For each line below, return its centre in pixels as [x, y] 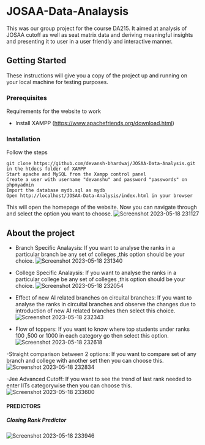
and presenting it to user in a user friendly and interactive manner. [90, 41]
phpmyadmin [20, 185]
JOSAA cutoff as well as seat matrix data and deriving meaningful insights [100, 34]
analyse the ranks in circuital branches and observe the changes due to [105, 304]
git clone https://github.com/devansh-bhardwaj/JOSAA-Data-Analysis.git [101, 164]
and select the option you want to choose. [59, 214]
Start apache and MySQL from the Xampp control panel [76, 174]
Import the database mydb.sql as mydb [56, 191]
